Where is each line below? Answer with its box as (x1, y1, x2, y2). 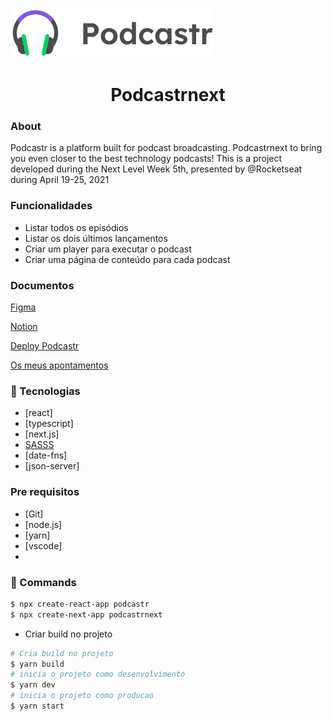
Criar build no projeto (24, 628, 113, 640)
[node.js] (24, 518, 63, 530)
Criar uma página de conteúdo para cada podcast (24, 253, 231, 265)
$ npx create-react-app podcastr (10, 599, 150, 609)
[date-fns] (24, 449, 68, 462)
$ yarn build (10, 659, 65, 669)
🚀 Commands (10, 575, 77, 589)
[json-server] (24, 460, 80, 472)
